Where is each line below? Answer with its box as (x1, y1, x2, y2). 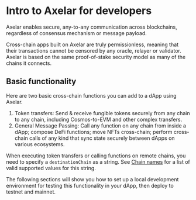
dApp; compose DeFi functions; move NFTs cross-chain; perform (14, 128, 173, 135)
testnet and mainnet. (6, 188, 56, 195)
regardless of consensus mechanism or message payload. (6, 29, 147, 36)
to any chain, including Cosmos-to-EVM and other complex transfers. (14, 116, 183, 123)
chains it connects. (6, 60, 51, 67)
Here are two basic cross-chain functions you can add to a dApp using (6, 92, 177, 99)
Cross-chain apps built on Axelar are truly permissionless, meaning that (6, 41, 179, 48)
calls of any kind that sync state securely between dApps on (29, 135, 175, 142)
